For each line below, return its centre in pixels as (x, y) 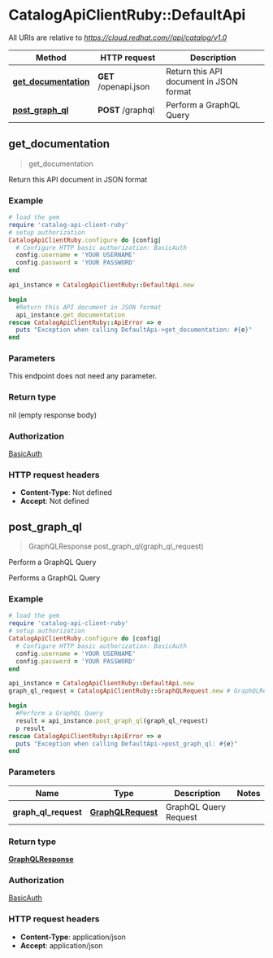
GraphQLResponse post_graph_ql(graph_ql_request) (116, 546)
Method (51, 57)
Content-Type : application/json (73, 937)
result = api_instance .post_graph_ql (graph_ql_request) (112, 721)
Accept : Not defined (54, 501)
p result (30, 728)
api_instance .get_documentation (71, 315)
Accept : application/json (61, 945)
